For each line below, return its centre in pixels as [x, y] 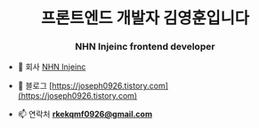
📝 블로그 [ [35, 86]
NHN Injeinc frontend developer [145, 47]
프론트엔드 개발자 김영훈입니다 [145, 18]
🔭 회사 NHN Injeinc [52, 67]
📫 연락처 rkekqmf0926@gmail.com [85, 114]
